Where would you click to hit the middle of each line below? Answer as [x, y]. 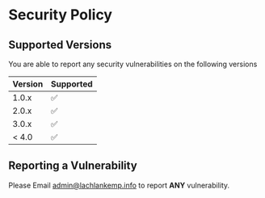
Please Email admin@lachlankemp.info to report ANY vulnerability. [119, 185]
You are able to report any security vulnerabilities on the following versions [133, 64]
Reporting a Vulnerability [73, 166]
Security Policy [61, 15]
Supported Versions [60, 45]
